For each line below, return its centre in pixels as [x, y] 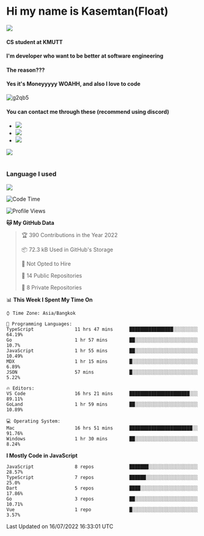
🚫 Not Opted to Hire [46, 263]
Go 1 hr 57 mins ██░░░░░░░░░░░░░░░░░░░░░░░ [102, 340]
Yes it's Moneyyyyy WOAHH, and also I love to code [73, 84]
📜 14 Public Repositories [52, 275]
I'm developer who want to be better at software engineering [85, 56]
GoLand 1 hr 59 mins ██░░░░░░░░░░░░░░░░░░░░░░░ [102, 404]
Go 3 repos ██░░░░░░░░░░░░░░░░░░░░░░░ [102, 499]
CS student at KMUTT [35, 42]
